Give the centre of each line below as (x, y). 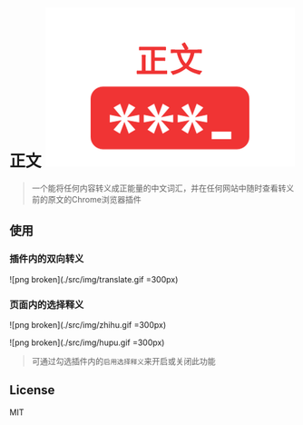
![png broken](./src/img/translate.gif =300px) (94, 279)
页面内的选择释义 (47, 304)
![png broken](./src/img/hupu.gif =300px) (87, 342)
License (32, 390)
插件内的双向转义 (47, 259)
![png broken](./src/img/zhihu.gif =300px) (88, 324)
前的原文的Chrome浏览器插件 (87, 199)
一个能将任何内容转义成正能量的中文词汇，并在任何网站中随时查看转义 (163, 188)
